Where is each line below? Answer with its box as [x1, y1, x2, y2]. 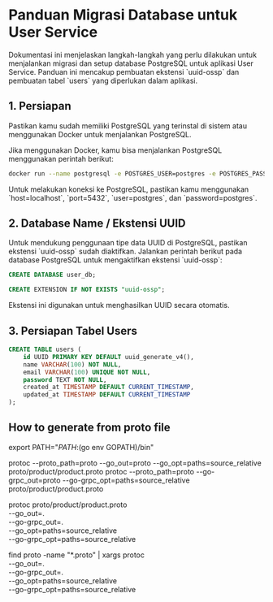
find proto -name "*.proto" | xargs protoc [8, 550, 145, 560]
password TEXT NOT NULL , [23, 375, 107, 383]
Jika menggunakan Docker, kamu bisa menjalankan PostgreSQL [8, 145, 223, 155]
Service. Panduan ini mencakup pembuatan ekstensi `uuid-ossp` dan [8, 67, 240, 76]
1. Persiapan [8, 99, 71, 113]
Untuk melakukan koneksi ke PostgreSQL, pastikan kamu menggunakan [8, 184, 249, 194]
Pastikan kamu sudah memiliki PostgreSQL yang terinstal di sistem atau [8, 120, 248, 131]
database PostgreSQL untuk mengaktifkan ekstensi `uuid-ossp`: [8, 255, 223, 265]
